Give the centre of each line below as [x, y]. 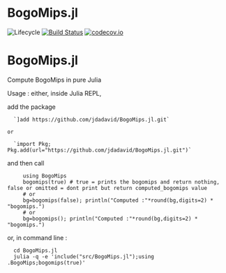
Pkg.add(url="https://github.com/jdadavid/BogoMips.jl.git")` [99, 150]
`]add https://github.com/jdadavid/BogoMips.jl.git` [92, 119]
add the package [31, 107]
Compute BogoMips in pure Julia [54, 80]
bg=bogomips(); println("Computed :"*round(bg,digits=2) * [110, 219]
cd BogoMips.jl [36, 250]
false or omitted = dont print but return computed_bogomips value [107, 188]
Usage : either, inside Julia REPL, [54, 93]
